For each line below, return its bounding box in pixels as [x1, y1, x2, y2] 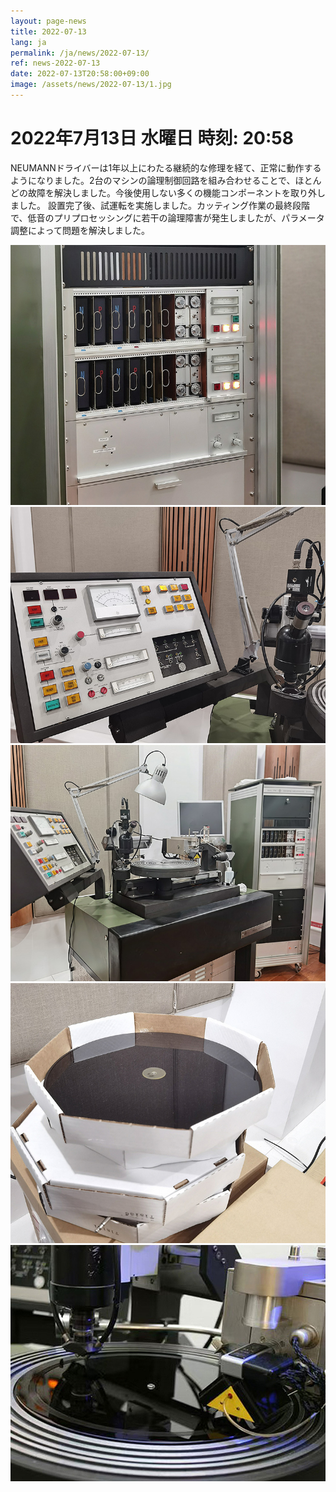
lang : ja [10, 37, 47, 47]
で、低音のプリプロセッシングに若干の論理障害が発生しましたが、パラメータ [10, 211, 325, 224]
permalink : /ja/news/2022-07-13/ [10, 48, 150, 58]
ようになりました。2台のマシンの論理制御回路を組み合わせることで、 [10, 174, 296, 186]
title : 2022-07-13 [10, 26, 87, 37]
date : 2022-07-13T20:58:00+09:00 [10, 69, 150, 79]
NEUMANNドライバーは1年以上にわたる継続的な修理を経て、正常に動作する [10, 161, 322, 174]
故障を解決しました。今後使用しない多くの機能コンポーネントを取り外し [27, 186, 326, 199]
